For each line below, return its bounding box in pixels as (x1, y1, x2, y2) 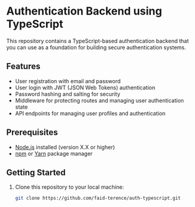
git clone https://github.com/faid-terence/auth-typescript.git (15, 195, 181, 202)
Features (6, 61, 41, 72)
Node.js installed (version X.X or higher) (15, 143, 115, 151)
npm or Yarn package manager (15, 150, 93, 157)
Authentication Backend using (6, 4, 162, 18)
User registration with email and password (15, 77, 121, 84)
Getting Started (6, 167, 66, 177)
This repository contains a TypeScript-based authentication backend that (6, 37, 189, 44)
